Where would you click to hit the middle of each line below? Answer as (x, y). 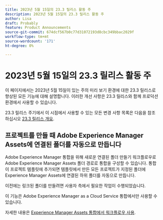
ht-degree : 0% (20, 46)
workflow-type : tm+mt (27, 37)
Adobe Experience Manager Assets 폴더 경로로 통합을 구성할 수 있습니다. (76, 163)
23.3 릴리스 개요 (37, 119)
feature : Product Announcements (38, 28)
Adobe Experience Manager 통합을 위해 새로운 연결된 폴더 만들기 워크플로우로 (81, 157)
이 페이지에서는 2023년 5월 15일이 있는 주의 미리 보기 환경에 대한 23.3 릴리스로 (81, 90)
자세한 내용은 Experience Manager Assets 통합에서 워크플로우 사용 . (70, 213)
